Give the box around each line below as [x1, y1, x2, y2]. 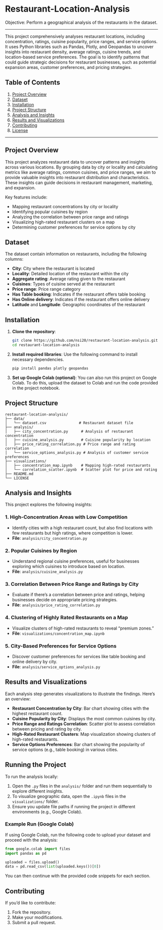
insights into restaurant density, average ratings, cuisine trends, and [5, 49, 141, 54]
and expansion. [5, 184, 36, 190]
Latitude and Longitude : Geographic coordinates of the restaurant [12, 302, 146, 308]
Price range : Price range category [12, 286, 81, 292]
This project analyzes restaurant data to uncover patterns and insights [5, 159, 146, 165]
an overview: [5, 696, 31, 702]
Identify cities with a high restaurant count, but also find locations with [12, 525, 153, 531]
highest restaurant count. [12, 710, 63, 716]
